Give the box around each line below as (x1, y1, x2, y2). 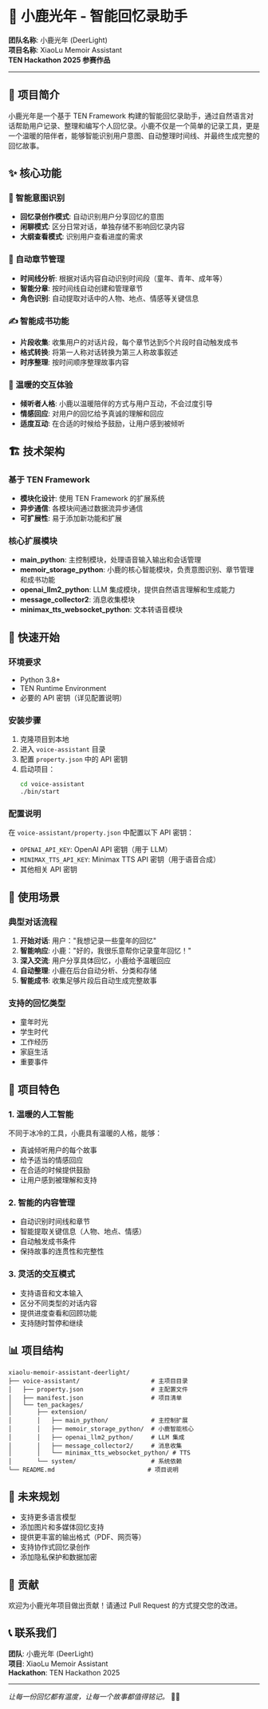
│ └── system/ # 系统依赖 (8, 1458, 183, 1466)
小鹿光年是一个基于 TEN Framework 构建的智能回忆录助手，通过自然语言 (8, 111, 247, 120)
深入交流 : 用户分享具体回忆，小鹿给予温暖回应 (19, 956, 171, 965)
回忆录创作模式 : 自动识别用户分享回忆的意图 (19, 212, 164, 222)
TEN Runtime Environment (19, 684, 107, 693)
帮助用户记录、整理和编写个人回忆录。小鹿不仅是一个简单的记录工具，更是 (14, 120, 260, 130)
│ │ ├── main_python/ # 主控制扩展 (8, 1417, 189, 1425)
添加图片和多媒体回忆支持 (19, 1522, 104, 1532)
